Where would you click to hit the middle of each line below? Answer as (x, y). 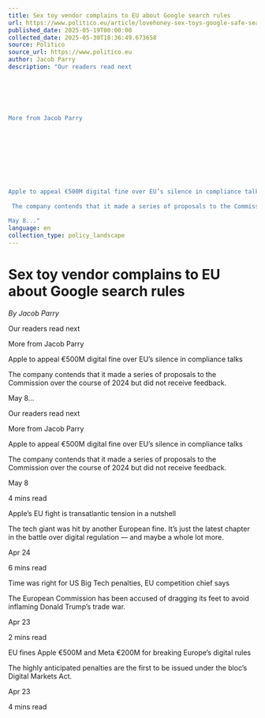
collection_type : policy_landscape (67, 236)
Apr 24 (19, 552)
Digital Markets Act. (40, 676)
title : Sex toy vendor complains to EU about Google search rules (119, 15)
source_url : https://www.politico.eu (70, 52)
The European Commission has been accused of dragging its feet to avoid (129, 598)
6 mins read (28, 567)
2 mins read (28, 637)
